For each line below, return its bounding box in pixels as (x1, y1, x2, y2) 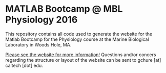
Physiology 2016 (5, 14, 78, 26)
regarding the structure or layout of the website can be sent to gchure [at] (5, 57, 161, 63)
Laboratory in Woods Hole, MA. (5, 41, 72, 47)
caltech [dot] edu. (5, 62, 43, 68)
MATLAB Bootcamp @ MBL (5, 3, 123, 15)
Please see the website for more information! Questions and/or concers (5, 52, 156, 58)
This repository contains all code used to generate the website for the (5, 31, 153, 37)
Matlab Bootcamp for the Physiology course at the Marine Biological (5, 36, 150, 42)
